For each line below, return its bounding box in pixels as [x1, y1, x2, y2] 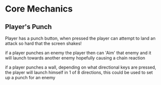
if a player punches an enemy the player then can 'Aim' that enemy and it [5, 50, 152, 56]
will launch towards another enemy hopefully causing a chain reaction [5, 55, 145, 61]
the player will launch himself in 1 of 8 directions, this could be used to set [5, 70, 153, 75]
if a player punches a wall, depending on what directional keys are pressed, [5, 64, 157, 70]
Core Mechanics [5, 3, 73, 14]
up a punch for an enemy [5, 75, 55, 80]
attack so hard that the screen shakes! [5, 41, 82, 46]
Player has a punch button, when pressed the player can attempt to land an [5, 35, 156, 41]
